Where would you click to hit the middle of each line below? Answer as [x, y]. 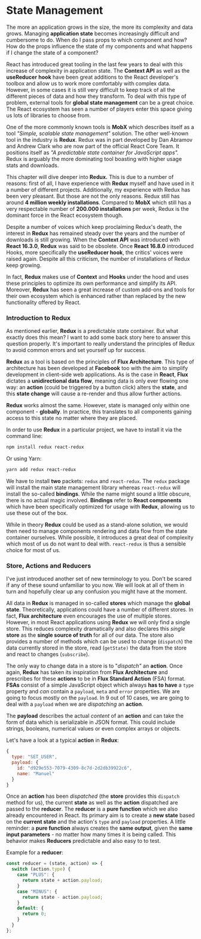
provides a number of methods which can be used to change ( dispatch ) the [99, 642]
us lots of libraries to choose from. [48, 115]
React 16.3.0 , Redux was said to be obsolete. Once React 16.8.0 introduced [100, 246]
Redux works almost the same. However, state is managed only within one [98, 406]
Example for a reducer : [35, 852]
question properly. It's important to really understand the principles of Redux [100, 344]
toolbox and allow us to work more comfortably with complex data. [88, 83]
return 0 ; [34, 914]
